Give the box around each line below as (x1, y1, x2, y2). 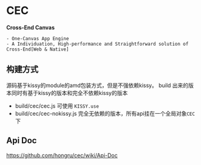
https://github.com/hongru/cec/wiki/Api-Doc (6, 152, 118, 159)
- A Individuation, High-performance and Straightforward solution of (6, 41, 189, 47)
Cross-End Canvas (6, 24, 55, 31)
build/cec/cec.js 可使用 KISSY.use (15, 102, 99, 110)
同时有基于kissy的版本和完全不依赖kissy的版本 (11, 89, 128, 96)
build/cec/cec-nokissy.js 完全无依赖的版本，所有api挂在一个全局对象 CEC (15, 110, 196, 117)
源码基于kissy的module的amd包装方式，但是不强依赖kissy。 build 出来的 (6, 82, 189, 89)
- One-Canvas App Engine (6, 35, 69, 41)
